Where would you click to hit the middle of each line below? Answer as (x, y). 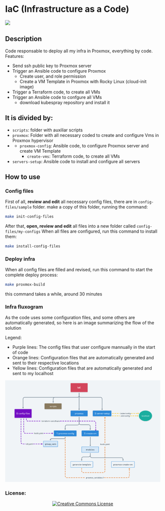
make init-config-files (30, 217)
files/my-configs (23, 232)
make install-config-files (33, 246)
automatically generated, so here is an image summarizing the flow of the (80, 323)
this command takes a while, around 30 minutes (54, 294)
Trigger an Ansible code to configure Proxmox (59, 71)
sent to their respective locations (46, 363)
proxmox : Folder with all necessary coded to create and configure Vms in (85, 135)
